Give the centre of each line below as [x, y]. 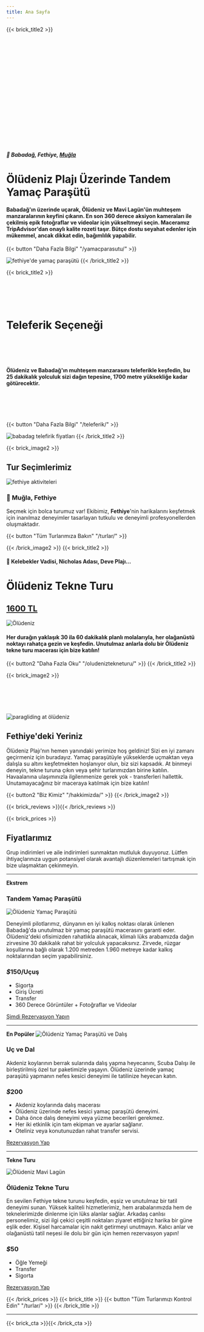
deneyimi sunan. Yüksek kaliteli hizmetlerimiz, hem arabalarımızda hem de [99, 1208]
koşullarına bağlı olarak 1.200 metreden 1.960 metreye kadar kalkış [90, 950]
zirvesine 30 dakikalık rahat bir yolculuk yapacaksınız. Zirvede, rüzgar [93, 943]
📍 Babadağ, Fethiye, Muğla [41, 154]
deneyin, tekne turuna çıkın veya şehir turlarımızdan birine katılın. [87, 770]
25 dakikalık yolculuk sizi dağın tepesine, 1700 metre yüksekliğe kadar [97, 377]
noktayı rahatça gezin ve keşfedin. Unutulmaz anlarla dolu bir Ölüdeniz [97, 643]
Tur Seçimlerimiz [39, 467]
